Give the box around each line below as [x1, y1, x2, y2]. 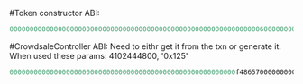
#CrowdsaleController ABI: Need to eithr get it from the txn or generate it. [9, 40, 282, 52]
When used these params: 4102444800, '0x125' [9, 50, 188, 61]
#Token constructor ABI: [9, 8, 100, 18]
